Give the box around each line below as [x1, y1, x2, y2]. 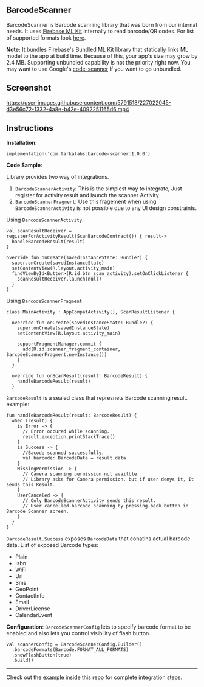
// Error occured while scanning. [22, 428, 110, 434]
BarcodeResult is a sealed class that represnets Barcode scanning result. [6, 394, 188, 402]
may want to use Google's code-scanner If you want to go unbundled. [6, 65, 182, 72]
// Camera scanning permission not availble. [22, 471, 140, 477]
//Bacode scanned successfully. [22, 450, 104, 456]
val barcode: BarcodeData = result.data [22, 455, 126, 461]
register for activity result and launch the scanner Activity [15, 192, 159, 199]
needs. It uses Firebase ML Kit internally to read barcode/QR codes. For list [6, 27, 194, 35]
